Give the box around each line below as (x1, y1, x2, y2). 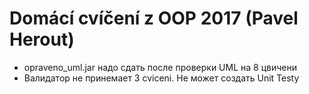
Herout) (9, 28, 75, 51)
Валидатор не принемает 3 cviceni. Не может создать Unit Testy (23, 72, 300, 84)
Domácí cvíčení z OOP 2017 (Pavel (9, 7, 299, 30)
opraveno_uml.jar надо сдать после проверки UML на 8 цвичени (23, 61, 297, 73)
